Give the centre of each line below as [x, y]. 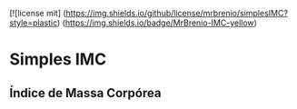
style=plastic [34, 23]
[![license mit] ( [38, 13]
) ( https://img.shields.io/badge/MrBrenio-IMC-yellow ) [157, 23]
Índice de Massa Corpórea [85, 93]
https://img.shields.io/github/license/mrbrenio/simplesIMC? [177, 13]
